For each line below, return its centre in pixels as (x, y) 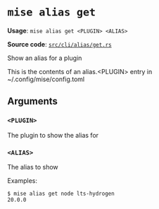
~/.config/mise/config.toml (46, 79)
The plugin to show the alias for (53, 135)
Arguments (33, 101)
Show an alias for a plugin (45, 58)
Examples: (22, 180)
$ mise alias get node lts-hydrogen (61, 193)
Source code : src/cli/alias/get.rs (59, 44)
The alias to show (33, 167)
